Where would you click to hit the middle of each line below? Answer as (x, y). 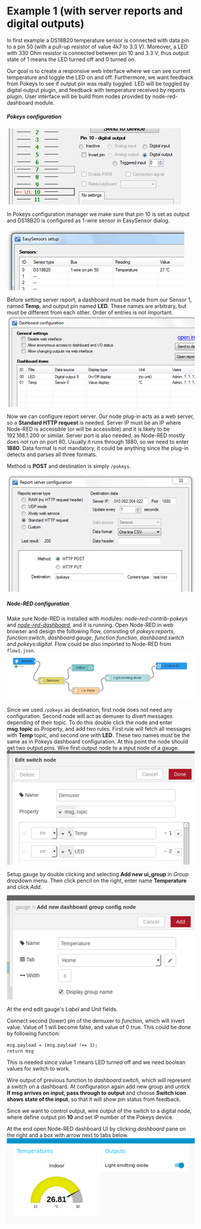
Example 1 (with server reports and (95, 11)
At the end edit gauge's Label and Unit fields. (62, 1009)
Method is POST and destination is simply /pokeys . (69, 466)
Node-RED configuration (38, 603)
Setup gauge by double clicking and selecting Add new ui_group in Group (98, 874)
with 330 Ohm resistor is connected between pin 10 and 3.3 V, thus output (98, 53)
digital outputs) (46, 24)
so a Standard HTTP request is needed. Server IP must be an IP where (94, 422)
